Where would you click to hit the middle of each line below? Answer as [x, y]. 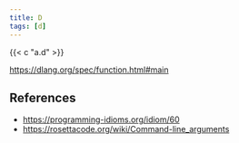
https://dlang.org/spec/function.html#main [90, 70]
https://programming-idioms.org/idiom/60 [101, 119]
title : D [26, 18]
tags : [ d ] [28, 26]
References [43, 97]
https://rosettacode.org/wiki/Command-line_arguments [126, 129]
